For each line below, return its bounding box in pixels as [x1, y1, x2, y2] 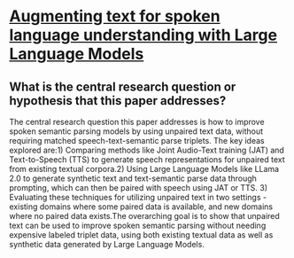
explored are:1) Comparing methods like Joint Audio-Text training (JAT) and [9, 145, 285, 155]
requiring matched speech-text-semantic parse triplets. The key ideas [9, 136, 265, 145]
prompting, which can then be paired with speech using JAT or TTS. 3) [9, 183, 268, 192]
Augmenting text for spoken [9, 6, 220, 27]
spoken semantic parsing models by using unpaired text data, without [9, 126, 264, 137]
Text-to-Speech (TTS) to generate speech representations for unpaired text [9, 154, 285, 165]
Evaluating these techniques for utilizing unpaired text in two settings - [9, 192, 267, 202]
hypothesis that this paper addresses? [9, 93, 227, 108]
